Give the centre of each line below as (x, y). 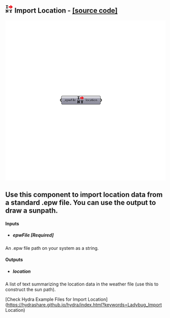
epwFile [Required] (33, 235)
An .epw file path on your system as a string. (52, 248)
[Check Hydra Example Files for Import (46, 299)
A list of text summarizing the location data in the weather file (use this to (82, 284)
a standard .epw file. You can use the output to (81, 203)
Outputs (14, 259)
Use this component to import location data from (84, 195)
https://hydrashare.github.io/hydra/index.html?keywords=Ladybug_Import (84, 305)
